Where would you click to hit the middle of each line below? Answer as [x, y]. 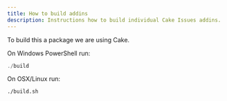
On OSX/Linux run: [34, 79]
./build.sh [23, 92]
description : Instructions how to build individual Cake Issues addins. [114, 20]
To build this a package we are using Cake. [69, 39]
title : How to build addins [48, 13]
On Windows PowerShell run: [49, 53]
